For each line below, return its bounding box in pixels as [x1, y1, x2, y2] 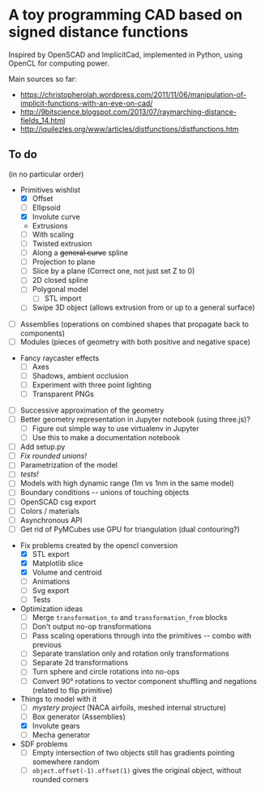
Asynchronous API [19, 515, 83, 524]
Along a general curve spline [32, 248, 128, 258]
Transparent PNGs [32, 389, 95, 399]
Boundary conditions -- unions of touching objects [19, 488, 190, 498]
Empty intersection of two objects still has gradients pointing [32, 747, 235, 757]
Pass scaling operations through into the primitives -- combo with [32, 631, 252, 641]
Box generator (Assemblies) [32, 712, 126, 721]
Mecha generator [32, 729, 91, 739]
